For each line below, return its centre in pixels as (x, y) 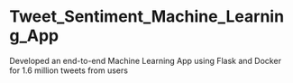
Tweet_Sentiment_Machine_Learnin (147, 17)
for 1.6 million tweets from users (69, 70)
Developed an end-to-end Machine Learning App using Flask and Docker (146, 60)
